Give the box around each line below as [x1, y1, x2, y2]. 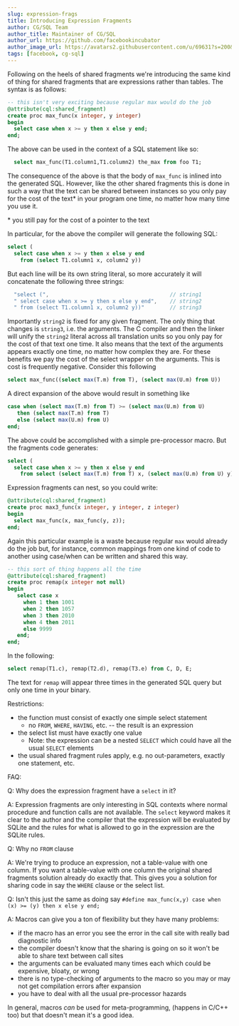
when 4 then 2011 [23, 619, 75, 626]
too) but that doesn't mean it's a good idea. [7, 1011, 134, 1019]
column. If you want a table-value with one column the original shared [7, 866, 212, 874]
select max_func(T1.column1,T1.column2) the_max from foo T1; [14, 158, 202, 166]
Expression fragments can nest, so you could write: [7, 483, 158, 492]
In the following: [7, 651, 55, 660]
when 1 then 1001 [23, 599, 75, 606]
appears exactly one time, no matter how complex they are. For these [7, 347, 211, 356]
